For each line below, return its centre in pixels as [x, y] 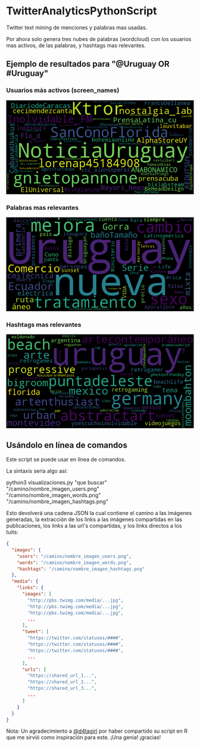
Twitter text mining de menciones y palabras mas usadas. [77, 27]
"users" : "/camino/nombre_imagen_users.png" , [74, 556]
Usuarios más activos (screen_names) [63, 91]
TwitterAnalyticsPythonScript [82, 11]
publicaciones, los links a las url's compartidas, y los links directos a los [94, 526]
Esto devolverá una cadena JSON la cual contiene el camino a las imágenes [99, 513]
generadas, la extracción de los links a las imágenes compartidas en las [94, 519]
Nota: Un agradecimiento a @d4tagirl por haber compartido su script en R [97, 731]
